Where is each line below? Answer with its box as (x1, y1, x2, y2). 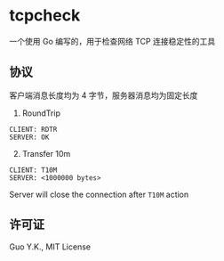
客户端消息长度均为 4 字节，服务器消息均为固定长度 (9, 90, 198, 101)
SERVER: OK (9, 133, 50, 142)
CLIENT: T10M (9, 166, 58, 175)
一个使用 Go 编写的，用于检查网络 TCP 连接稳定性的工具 (9, 36, 216, 46)
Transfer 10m (21, 148, 71, 159)
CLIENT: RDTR (9, 125, 58, 134)
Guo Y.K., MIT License (9, 241, 92, 252)
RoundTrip (21, 108, 60, 118)
